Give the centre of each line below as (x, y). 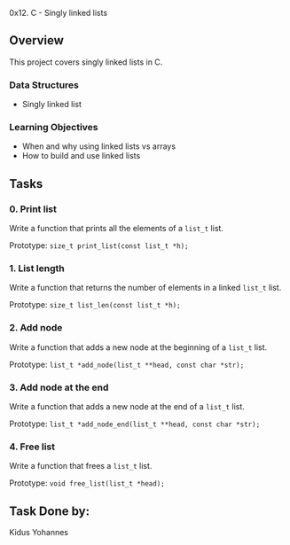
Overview (37, 40)
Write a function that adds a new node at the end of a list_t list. (127, 406)
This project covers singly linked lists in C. (86, 62)
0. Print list (33, 209)
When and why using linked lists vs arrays (98, 146)
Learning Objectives (54, 128)
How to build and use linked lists (81, 156)
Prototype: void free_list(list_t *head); (87, 483)
